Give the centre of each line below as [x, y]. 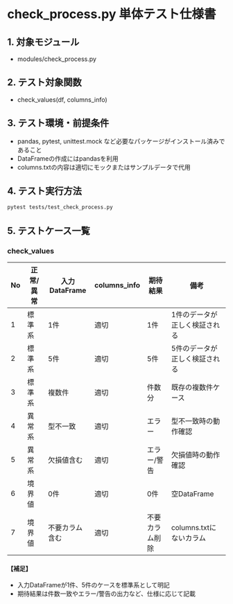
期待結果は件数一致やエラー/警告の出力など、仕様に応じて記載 [106, 594]
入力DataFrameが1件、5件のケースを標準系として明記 [93, 585]
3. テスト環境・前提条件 [58, 123]
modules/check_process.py [57, 59]
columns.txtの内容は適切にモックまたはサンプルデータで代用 [104, 167]
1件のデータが [194, 314]
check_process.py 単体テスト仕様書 [112, 14]
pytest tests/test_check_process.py [60, 207]
